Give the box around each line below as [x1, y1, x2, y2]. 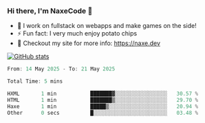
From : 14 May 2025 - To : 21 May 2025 [7, 66, 116, 72]
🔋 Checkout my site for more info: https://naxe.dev [17, 39, 160, 47]
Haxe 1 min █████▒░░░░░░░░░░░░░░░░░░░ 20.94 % [7, 102, 198, 110]
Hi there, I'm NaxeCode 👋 [7, 6, 93, 16]
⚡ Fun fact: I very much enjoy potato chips [17, 29, 138, 38]
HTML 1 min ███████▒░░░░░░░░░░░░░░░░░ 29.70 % [7, 96, 198, 103]
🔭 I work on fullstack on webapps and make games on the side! [17, 22, 197, 30]
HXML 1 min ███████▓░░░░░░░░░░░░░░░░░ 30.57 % [7, 90, 198, 98]
